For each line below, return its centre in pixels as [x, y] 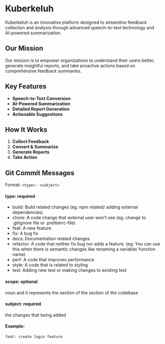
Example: [15, 326]
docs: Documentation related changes [51, 239]
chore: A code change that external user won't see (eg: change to [79, 218]
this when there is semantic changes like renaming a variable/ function [84, 249]
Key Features [26, 86]
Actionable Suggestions [37, 114]
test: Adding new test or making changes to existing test [69, 270]
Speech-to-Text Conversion [41, 98]
